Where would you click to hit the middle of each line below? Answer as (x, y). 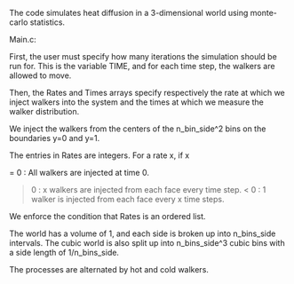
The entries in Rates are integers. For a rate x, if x (99, 155)
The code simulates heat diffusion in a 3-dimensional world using (129, 13)
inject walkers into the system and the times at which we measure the (137, 102)
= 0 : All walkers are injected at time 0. (79, 173)
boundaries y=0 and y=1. (55, 138)
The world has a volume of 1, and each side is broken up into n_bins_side (143, 233)
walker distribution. (44, 111)
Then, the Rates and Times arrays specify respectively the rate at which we (147, 93)
